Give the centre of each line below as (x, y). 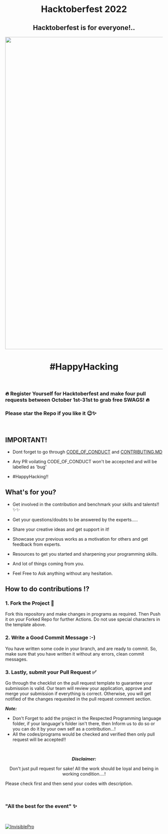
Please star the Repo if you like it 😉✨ (51, 413)
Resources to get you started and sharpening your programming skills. (85, 554)
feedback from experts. (37, 544)
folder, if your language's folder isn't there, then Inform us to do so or (84, 724)
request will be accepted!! (39, 740)
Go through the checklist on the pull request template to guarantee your (79, 683)
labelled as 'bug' (29, 467)
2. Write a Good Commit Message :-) (50, 638)
